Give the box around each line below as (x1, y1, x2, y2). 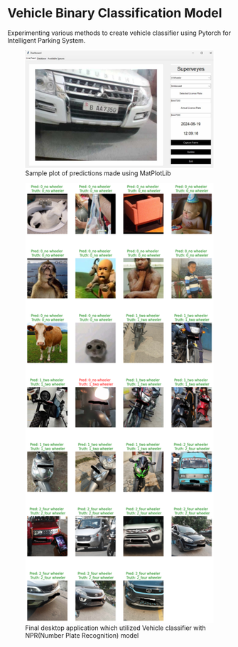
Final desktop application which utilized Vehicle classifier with (25, 623, 206, 632)
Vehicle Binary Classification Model (7, 5, 222, 21)
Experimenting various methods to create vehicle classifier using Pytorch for (7, 29, 232, 37)
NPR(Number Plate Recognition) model (25, 631, 139, 639)
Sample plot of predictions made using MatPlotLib (25, 169, 172, 177)
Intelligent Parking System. (7, 36, 86, 44)
